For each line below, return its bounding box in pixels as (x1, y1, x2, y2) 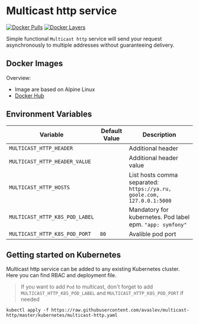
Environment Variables (6, 109, 92, 119)
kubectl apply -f (6, 307, 49, 313)
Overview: (6, 74, 31, 81)
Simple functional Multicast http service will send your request (6, 35, 162, 42)
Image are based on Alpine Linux (14, 86, 95, 93)
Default (100, 127, 123, 135)
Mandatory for (129, 205, 169, 213)
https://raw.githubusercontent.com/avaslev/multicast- (51, 307, 190, 313)
